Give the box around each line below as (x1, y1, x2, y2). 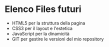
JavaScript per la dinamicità (11, 30, 69, 36)
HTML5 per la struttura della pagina (11, 20, 85, 26)
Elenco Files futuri (4, 3, 81, 15)
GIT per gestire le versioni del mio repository (11, 36, 104, 42)
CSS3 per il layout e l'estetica (11, 25, 73, 31)
